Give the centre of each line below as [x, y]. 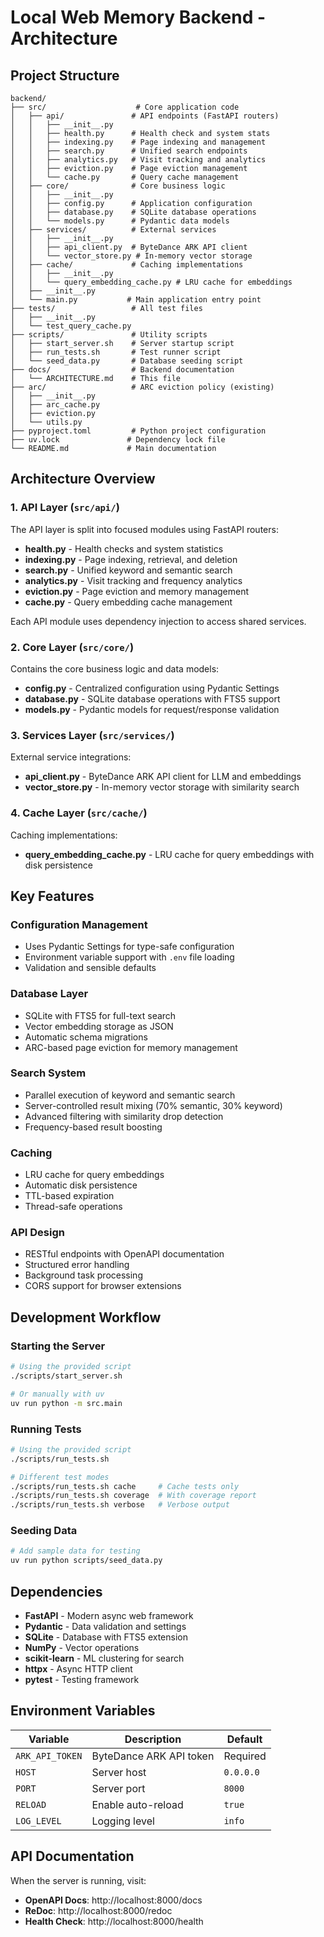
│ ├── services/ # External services [113, 230]
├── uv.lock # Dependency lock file [118, 440]
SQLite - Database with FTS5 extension [106, 1637]
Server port [118, 1788]
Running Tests [46, 1429]
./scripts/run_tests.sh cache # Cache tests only [125, 1486]
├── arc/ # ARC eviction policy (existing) [142, 387]
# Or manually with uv [57, 1394]
